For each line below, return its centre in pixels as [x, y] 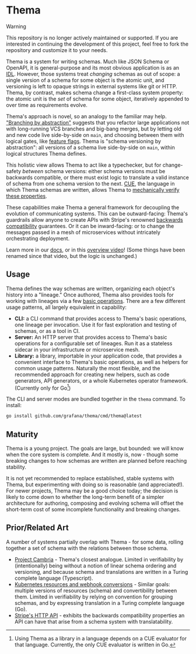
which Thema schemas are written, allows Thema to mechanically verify [93, 190]
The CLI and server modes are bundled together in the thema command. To [96, 399]
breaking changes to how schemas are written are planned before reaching [97, 461]
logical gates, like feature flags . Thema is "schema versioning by [84, 141]
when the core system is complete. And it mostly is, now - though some [92, 455]
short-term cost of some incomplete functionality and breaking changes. [93, 510]
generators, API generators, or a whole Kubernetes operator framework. [101, 380]
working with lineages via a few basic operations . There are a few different [96, 301]
